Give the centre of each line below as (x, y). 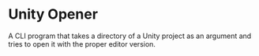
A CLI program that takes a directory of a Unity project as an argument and (130, 36)
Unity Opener (53, 14)
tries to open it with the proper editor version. (82, 44)
